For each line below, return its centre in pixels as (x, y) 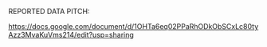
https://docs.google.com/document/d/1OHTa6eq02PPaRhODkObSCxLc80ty (133, 26)
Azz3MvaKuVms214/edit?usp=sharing (71, 35)
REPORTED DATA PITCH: (49, 11)
